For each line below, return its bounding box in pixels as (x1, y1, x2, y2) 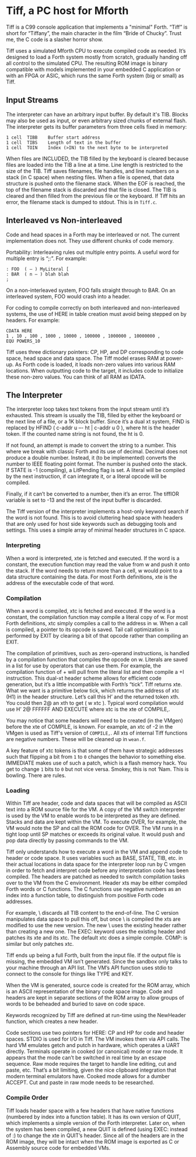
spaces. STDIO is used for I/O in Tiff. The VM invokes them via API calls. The (6, 1035, 190, 1042)
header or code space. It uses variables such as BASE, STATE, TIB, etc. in (6, 855, 183, 862)
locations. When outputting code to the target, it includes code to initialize (6, 367, 184, 374)
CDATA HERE (6, 328, 33, 334)
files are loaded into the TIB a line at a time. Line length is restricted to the (6, 161, 183, 168)
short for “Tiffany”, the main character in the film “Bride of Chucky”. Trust (6, 29, 182, 36)
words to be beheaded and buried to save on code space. (6, 1000, 145, 1007)
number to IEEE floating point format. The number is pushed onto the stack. (6, 460, 188, 467)
